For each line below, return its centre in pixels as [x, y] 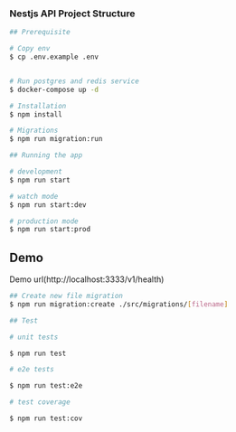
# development [36, 172]
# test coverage [40, 402]
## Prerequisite [40, 33]
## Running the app [46, 155]
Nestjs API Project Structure [72, 14]
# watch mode [34, 196]
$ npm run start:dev [48, 205]
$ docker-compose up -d [54, 89]
